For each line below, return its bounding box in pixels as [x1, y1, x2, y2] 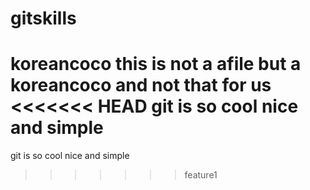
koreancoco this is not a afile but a [10, 53, 302, 76]
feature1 [184, 169, 218, 181]
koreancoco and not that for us [10, 74, 272, 97]
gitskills [10, 7, 77, 30]
